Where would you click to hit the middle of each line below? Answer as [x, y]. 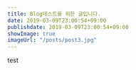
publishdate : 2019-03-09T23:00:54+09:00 [68, 27]
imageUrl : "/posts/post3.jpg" [52, 40]
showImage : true [31, 34]
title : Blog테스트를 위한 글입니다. [54, 14]
